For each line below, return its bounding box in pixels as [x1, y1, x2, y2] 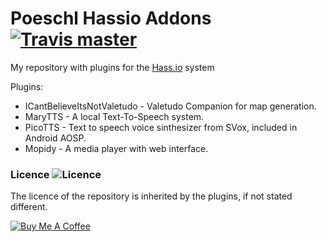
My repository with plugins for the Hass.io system [10, 61, 215, 73]
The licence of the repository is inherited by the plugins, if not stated [10, 190, 293, 202]
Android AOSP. [24, 132, 87, 144]
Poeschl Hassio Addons [10, 7, 212, 30]
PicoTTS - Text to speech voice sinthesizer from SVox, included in [24, 121, 298, 133]
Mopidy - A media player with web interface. [24, 142, 209, 154]
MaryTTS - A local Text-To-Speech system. [24, 110, 205, 122]
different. [10, 201, 48, 213]
